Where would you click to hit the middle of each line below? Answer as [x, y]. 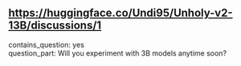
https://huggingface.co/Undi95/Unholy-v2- [120, 13]
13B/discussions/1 [55, 26]
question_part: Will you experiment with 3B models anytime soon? [118, 53]
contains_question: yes [46, 45]
